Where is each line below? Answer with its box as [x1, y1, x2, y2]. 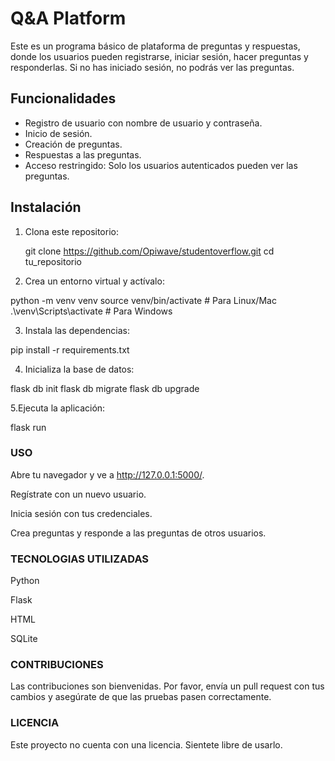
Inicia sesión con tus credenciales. [10, 507, 153, 519]
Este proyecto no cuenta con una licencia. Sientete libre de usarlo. [10, 738, 283, 751]
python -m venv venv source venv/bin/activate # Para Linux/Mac [10, 294, 277, 306]
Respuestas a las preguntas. [24, 148, 142, 161]
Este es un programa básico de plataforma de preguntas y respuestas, [10, 40, 301, 52]
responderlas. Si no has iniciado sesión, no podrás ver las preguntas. [10, 61, 295, 73]
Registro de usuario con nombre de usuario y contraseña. [24, 117, 263, 129]
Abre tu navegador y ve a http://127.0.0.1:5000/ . [10, 468, 205, 481]
